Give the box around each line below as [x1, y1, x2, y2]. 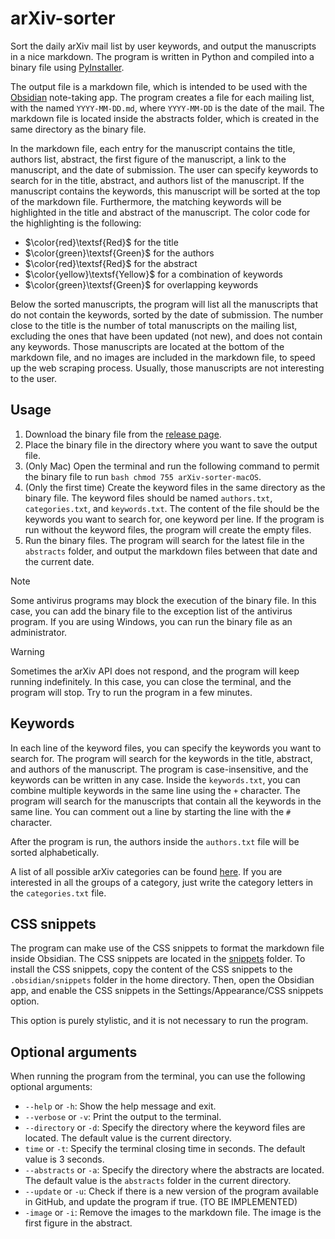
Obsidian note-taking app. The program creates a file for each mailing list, [10, 91, 315, 103]
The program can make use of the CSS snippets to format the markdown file [10, 942, 325, 954]
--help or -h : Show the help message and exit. [24, 1100, 217, 1112]
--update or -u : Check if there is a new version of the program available [24, 1185, 319, 1197]
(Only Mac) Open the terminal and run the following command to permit [24, 460, 320, 472]
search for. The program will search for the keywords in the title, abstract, [10, 752, 313, 764]
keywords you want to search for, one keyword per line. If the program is [24, 513, 325, 525]
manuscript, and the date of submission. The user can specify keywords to [10, 163, 319, 176]
